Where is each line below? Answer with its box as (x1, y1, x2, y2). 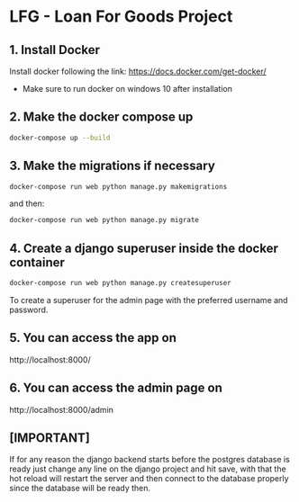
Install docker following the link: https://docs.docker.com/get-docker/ (9, 66, 267, 76)
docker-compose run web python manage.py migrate (9, 216, 200, 225)
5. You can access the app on (9, 330, 177, 345)
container (9, 255, 66, 270)
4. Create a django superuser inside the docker (9, 240, 279, 255)
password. (9, 304, 49, 315)
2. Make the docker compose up (9, 110, 194, 125)
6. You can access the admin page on (9, 381, 223, 396)
